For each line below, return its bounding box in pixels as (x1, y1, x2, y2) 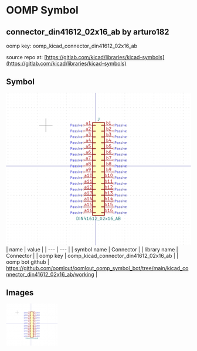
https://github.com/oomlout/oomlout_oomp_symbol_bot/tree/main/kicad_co (6, 264, 189, 271)
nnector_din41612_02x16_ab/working (6, 271, 95, 278)
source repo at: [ (6, 54, 46, 60)
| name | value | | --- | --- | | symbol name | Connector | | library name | (6, 246, 178, 253)
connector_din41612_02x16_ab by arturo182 (6, 27, 169, 37)
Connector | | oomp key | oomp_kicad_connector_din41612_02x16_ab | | (6, 252, 179, 259)
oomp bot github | (6, 258, 50, 265)
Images (6, 288, 34, 298)
